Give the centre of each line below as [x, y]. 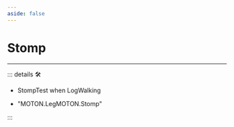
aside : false [26, 14]
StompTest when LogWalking [59, 90]
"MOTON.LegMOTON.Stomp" [60, 103]
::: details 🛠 [24, 74]
